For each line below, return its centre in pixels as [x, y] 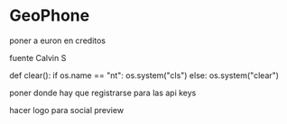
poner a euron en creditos [58, 40]
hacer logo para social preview [67, 110]
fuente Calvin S [38, 58]
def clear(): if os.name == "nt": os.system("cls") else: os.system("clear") [144, 75]
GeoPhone [50, 16]
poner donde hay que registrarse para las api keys [103, 93]
